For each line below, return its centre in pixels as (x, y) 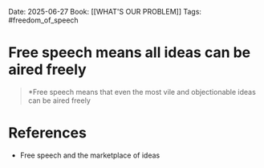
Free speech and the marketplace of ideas (90, 155)
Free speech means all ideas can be (130, 53)
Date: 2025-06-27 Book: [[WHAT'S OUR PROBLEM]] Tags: (105, 12)
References (47, 133)
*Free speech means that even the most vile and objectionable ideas (142, 92)
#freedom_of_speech (43, 20)
